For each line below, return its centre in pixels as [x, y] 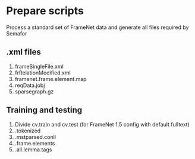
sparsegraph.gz [34, 91]
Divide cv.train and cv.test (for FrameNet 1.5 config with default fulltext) [102, 124]
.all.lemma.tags [33, 150]
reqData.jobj [30, 85]
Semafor [17, 33]
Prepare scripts [45, 11]
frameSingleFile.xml [39, 66]
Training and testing [44, 110]
